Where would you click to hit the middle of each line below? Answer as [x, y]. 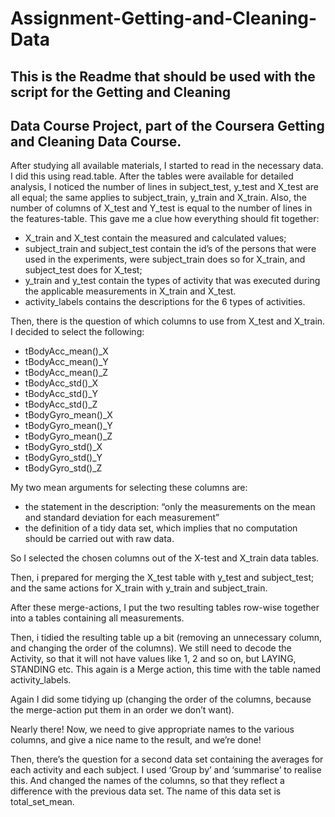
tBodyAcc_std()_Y [61, 394]
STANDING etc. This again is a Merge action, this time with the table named [166, 669]
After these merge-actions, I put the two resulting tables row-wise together [165, 608]
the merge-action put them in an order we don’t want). [122, 710]
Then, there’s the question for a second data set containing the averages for [167, 759]
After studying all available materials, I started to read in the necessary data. [167, 166]
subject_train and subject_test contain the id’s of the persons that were [170, 249]
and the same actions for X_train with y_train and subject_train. [139, 588]
